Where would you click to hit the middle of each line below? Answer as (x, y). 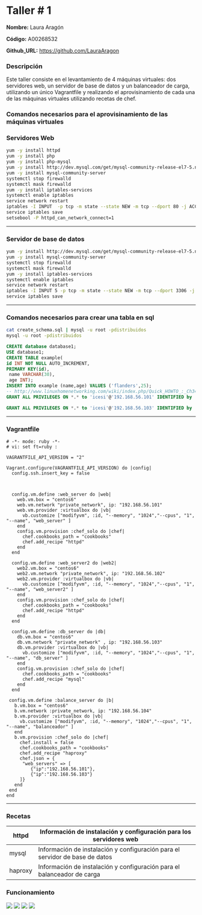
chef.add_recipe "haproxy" (53, 753)
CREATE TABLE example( (35, 358)
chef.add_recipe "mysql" (53, 679)
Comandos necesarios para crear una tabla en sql (80, 317)
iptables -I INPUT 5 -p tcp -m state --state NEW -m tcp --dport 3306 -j (101, 291)
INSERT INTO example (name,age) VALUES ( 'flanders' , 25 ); (79, 386)
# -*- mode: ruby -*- (33, 441)
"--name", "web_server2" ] (40, 589)
